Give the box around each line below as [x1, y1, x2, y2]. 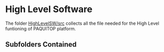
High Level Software [5, 4, 93, 15]
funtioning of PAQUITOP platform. [5, 25, 76, 31]
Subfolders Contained [5, 40, 77, 49]
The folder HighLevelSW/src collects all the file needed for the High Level [5, 20, 159, 26]
